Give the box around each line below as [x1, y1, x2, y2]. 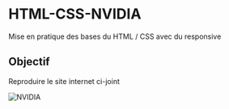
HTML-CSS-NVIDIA [8, 5, 142, 23]
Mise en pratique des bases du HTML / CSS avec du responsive [8, 31, 222, 41]
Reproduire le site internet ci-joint [8, 76, 120, 86]
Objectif [8, 55, 50, 69]
